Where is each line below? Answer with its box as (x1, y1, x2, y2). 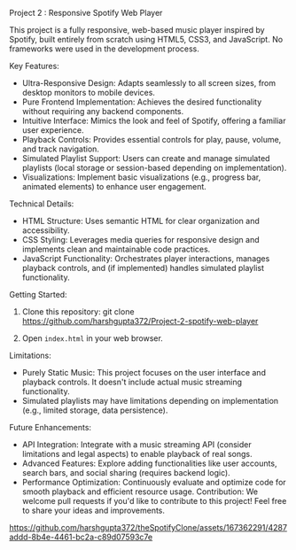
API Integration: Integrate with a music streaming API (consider (21, 439, 252, 450)
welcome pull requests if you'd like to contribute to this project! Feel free (21, 496, 287, 506)
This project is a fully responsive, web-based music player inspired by (9, 25, 265, 35)
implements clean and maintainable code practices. (21, 244, 211, 254)
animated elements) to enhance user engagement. (21, 182, 206, 191)
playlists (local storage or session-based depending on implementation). (21, 163, 287, 173)
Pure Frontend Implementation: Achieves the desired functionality (21, 97, 262, 107)
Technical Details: (9, 198, 74, 209)
